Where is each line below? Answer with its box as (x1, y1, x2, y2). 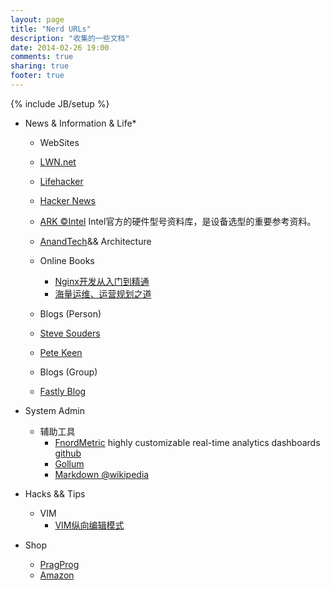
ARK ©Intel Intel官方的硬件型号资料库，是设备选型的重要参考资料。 (39, 215, 317, 227)
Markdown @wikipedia (54, 468, 150, 480)
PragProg (39, 558, 80, 570)
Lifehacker (39, 175, 84, 187)
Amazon (39, 569, 75, 581)
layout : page (10, 14, 65, 25)
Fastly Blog (39, 385, 87, 397)
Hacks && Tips (24, 487, 86, 500)
